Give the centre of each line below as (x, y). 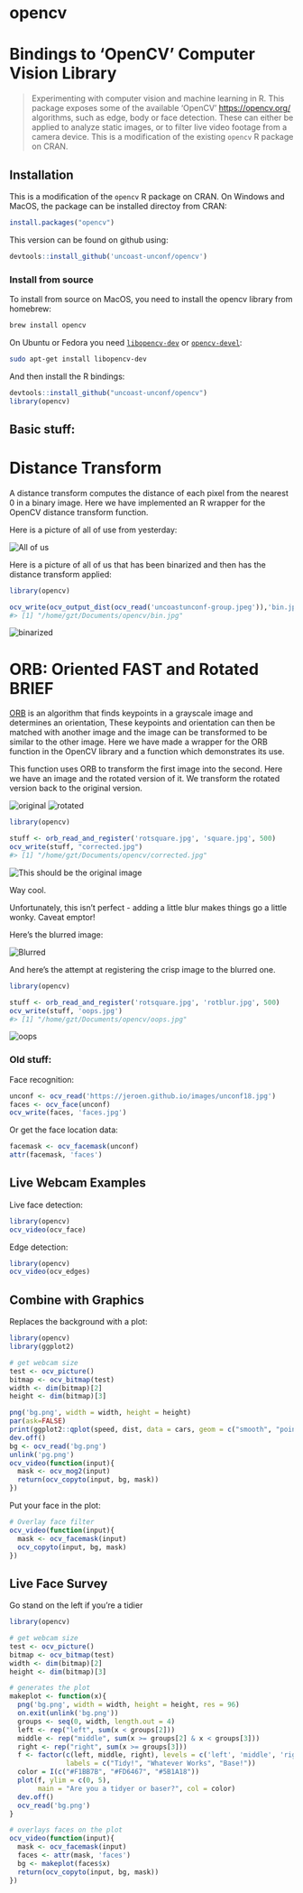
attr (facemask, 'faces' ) (56, 1155)
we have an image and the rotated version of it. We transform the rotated (145, 779)
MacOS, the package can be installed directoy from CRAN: (118, 206)
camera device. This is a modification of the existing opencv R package (162, 137)
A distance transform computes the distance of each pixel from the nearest (149, 493)
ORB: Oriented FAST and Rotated (134, 669)
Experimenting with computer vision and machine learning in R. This (158, 98)
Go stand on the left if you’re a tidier (76, 1605)
